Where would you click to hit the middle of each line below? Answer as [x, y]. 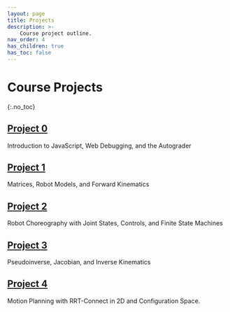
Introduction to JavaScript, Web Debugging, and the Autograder [99, 146]
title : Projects [31, 20]
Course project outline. [56, 33]
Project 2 [27, 206]
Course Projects [55, 87]
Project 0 [27, 129]
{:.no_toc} [21, 106]
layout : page [26, 14]
